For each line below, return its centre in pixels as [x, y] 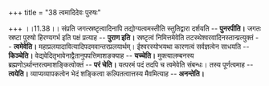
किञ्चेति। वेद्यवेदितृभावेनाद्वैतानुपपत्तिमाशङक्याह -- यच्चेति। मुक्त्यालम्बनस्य [101, 55]
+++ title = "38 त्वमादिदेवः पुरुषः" [55, 12]
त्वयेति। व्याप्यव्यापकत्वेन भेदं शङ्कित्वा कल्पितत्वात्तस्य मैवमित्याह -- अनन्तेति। [106, 74]
